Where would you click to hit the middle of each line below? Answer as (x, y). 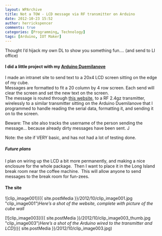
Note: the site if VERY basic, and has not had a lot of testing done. (71, 138)
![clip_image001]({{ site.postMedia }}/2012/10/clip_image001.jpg (69, 198)
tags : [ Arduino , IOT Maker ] (33, 37)
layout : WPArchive (23, 9)
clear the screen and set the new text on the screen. (57, 93)
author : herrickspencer (29, 23)
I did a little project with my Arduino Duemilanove (55, 67)
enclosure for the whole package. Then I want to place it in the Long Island (80, 166)
